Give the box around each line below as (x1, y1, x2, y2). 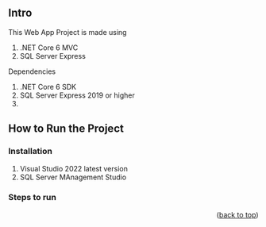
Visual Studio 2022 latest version (19, 164, 129, 173)
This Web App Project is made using (8, 27, 127, 37)
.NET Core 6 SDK (19, 82, 77, 91)
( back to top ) (216, 210, 259, 219)
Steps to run (8, 192, 57, 203)
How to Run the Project (8, 122, 125, 136)
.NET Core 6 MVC (19, 43, 79, 52)
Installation (8, 146, 53, 157)
